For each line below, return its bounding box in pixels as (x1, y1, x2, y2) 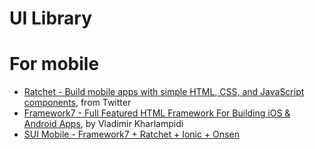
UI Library (9, 7, 93, 30)
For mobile (9, 53, 100, 76)
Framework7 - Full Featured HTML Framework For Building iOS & (23, 107, 291, 119)
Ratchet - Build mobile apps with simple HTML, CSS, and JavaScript (23, 86, 305, 98)
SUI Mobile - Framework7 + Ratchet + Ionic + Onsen (23, 128, 240, 141)
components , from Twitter (23, 97, 132, 109)
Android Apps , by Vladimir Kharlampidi (23, 118, 184, 130)
